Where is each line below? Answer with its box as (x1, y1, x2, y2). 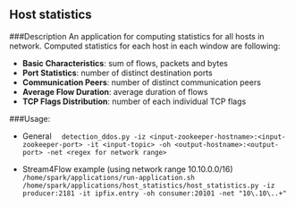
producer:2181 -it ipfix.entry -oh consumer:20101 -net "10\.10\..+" (21, 188, 288, 198)
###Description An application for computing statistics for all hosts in (9, 30, 265, 41)
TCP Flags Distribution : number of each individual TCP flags (21, 96, 247, 107)
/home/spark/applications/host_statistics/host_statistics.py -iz (21, 181, 275, 190)
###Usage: (9, 113, 51, 124)
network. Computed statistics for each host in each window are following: (9, 40, 281, 51)
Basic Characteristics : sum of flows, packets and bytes (21, 57, 228, 68)
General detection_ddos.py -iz (21, 130, 146, 142)
